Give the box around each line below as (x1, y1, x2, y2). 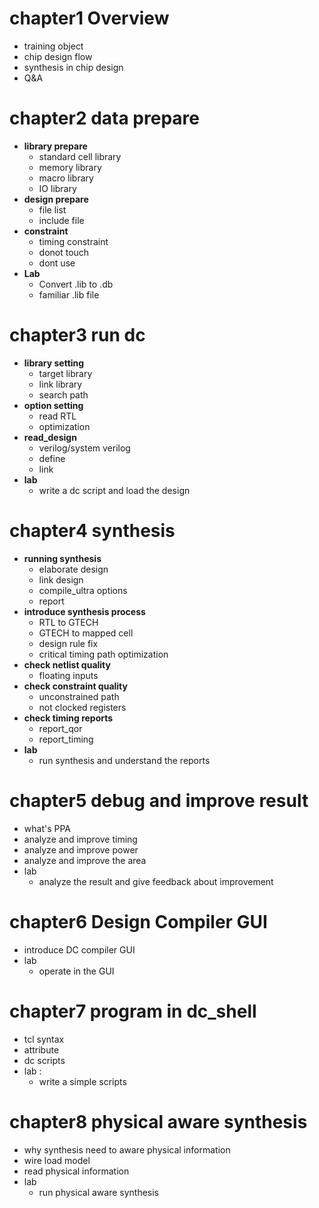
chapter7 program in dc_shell (9, 1000, 257, 1022)
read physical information (23, 1165, 130, 1177)
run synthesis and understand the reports (38, 754, 211, 766)
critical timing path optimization (38, 648, 169, 660)
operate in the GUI (38, 965, 115, 977)
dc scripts (23, 1054, 66, 1066)
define (38, 452, 66, 464)
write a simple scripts (38, 1075, 127, 1087)
